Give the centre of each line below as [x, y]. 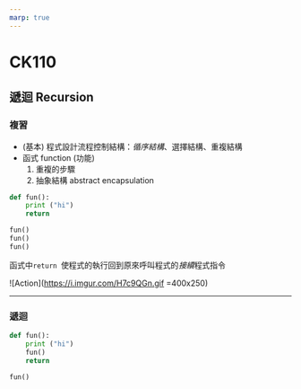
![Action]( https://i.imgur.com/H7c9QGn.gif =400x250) [109, 283]
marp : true [30, 18]
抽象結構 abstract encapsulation [95, 180]
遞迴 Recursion [52, 97]
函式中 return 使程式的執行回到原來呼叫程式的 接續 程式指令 [118, 265]
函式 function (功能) [59, 157]
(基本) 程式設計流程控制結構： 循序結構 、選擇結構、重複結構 [132, 146]
